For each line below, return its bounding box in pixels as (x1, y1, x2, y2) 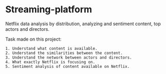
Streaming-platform (5, 4, 93, 15)
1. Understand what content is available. (5, 46, 98, 51)
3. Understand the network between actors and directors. (5, 55, 132, 60)
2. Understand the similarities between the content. (5, 50, 123, 55)
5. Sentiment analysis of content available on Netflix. (5, 64, 130, 69)
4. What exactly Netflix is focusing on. (5, 59, 96, 65)
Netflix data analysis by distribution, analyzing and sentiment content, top (5, 21, 161, 27)
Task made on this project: (5, 36, 62, 42)
